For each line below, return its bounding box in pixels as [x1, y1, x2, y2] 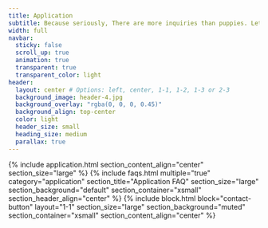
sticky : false [15, 41, 62, 49]
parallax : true [15, 137, 66, 146]
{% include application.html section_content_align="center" [8, 159, 204, 169]
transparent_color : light [15, 71, 102, 79]
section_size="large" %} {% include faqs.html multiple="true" [8, 168, 211, 178]
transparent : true [15, 64, 77, 72]
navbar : [8, 33, 34, 42]
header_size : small [15, 123, 81, 131]
